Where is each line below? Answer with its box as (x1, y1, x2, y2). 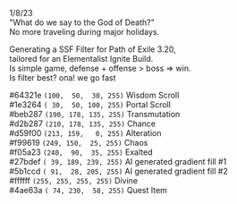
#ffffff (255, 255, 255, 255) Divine (9, 175, 139, 186)
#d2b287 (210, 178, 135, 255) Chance (9, 118, 157, 129)
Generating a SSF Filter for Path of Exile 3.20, (9, 44, 176, 55)
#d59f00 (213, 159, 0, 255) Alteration (9, 128, 162, 138)
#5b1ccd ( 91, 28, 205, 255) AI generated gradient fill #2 (9, 166, 228, 176)
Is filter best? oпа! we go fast (9, 72, 116, 83)
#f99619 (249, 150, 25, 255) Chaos (9, 138, 148, 148)
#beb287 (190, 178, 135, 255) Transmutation (9, 109, 181, 119)
